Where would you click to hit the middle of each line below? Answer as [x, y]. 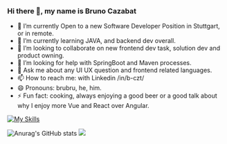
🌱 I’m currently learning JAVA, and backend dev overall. [97, 41]
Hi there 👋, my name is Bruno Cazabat [72, 11]
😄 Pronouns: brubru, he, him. [59, 88]
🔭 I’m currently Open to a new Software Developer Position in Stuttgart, [118, 26]
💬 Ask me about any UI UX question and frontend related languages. [115, 70]
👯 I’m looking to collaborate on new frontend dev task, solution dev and [119, 48]
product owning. [40, 55]
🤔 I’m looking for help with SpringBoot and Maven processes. [104, 63]
